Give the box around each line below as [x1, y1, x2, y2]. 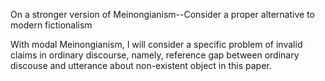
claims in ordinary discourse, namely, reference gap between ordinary [10, 49, 300, 61]
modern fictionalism [10, 19, 93, 31]
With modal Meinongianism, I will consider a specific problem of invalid [10, 39, 303, 50]
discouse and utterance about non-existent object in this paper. [10, 60, 272, 71]
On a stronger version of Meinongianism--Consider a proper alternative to [10, 9, 315, 20]
